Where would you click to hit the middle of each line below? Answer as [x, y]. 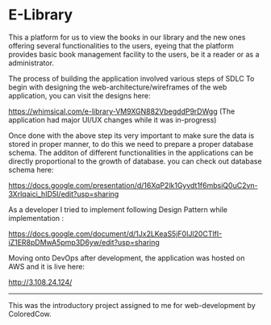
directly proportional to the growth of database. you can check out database [135, 161]
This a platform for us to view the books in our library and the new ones [127, 37]
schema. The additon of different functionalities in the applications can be [131, 152]
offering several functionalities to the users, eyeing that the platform [121, 45]
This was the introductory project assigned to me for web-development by [132, 305]
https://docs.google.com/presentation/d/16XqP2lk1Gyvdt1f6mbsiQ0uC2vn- [133, 185]
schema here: [31, 169]
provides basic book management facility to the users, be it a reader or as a [134, 54]
